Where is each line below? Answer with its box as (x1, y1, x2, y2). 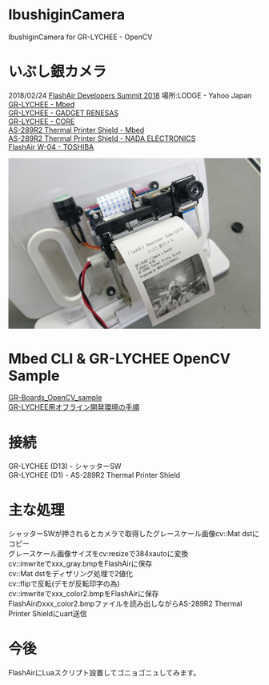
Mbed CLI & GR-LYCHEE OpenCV (8, 350, 231, 367)
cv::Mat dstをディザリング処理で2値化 (8, 569, 134, 579)
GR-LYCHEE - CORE (8, 116, 75, 126)
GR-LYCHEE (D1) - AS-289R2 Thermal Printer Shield (8, 471, 181, 480)
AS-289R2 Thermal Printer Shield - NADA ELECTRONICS (8, 134, 196, 143)
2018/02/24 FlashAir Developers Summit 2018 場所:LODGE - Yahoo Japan (8, 90, 252, 100)
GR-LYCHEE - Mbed (8, 99, 75, 109)
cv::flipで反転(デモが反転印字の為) (8, 579, 120, 589)
